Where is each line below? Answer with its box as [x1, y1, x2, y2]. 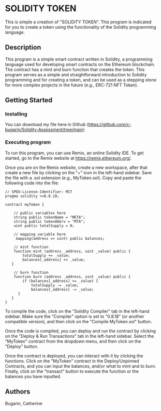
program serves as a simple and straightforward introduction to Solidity [5, 71, 147, 78]
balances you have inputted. [5, 373, 61, 379]
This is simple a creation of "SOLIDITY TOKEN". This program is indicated [5, 19, 151, 25]
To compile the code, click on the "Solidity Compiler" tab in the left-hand [5, 308, 150, 314]
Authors [5, 388, 30, 396]
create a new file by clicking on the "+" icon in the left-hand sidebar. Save [5, 169, 152, 175]
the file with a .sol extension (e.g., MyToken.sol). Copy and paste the [5, 175, 142, 181]
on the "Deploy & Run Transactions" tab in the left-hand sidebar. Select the [5, 333, 154, 339]
